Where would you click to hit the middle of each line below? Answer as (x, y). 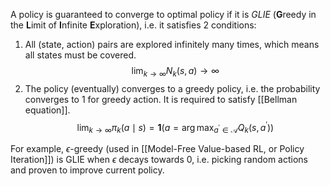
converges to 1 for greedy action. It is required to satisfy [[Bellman (161, 99)
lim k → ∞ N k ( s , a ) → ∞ (175, 72)
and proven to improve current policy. (87, 170)
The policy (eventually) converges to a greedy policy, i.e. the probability (172, 88)
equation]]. (47, 110)
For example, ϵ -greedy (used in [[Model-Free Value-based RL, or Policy (157, 149)
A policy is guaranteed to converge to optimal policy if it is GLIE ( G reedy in (163, 14)
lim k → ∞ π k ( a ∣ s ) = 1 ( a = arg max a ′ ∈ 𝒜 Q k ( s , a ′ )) (175, 127)
